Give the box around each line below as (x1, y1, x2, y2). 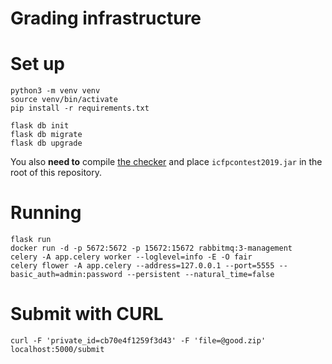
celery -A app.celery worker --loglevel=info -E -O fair (10, 252, 253, 262)
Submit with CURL (10, 303, 164, 326)
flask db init (10, 121, 70, 131)
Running (10, 202, 82, 224)
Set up (10, 53, 65, 76)
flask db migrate (10, 130, 83, 140)
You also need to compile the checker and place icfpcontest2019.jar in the (10, 156, 323, 168)
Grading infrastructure (10, 7, 202, 30)
